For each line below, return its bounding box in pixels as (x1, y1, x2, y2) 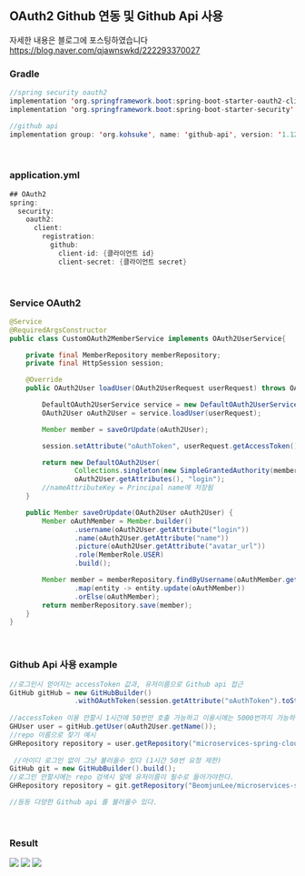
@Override (25, 376, 64, 385)
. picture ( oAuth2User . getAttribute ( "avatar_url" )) (74, 542, 266, 551)
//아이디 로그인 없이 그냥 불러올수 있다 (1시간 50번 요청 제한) (13, 756, 222, 765)
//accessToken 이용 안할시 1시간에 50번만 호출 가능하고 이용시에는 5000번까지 (9, 713, 272, 723)
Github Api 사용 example (9, 659, 118, 671)
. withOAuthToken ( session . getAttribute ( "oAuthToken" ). (74, 697, 282, 706)
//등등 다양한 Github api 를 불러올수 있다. (9, 798, 158, 807)
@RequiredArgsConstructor (9, 326, 107, 335)
